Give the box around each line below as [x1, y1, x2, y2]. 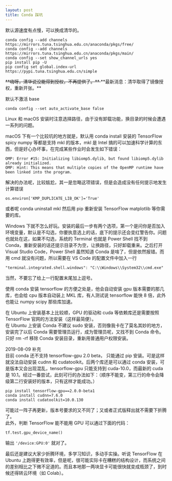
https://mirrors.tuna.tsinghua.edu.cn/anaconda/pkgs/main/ [5, 51, 134, 56]
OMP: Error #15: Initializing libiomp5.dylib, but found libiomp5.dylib [5, 156, 164, 161]
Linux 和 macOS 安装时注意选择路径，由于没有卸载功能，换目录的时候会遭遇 [5, 116, 166, 122]
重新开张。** [14, 85, 42, 91]
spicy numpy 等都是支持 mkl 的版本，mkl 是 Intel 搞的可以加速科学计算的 [5, 139, 158, 145]
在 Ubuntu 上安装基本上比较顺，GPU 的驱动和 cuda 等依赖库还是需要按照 [5, 309, 160, 316]
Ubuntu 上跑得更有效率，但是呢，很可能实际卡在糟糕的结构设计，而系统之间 [5, 457, 166, 463]
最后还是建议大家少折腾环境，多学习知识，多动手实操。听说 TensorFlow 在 [5, 450, 163, 457]
